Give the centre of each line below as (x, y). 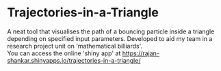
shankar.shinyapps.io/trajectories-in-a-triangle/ (74, 60)
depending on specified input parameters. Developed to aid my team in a (110, 38)
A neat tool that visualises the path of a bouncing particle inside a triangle (111, 31)
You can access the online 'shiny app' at (64, 53)
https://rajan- (141, 53)
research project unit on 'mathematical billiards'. (75, 46)
